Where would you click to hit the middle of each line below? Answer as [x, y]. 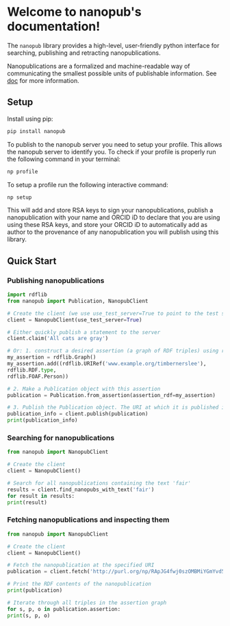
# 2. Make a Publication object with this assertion [84, 389]
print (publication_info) [42, 420]
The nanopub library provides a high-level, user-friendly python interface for [113, 45]
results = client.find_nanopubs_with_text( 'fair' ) [81, 490]
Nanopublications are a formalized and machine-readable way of [99, 66]
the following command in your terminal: [64, 159]
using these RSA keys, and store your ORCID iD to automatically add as [107, 225]
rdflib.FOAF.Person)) [38, 376]
